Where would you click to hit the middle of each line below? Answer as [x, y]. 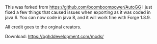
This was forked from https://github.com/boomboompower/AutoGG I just [78, 7]
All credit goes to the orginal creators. [43, 27]
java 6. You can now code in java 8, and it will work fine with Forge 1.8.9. [78, 17]
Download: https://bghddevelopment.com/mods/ [54, 36]
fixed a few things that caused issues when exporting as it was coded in [78, 12]
